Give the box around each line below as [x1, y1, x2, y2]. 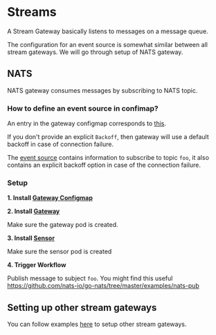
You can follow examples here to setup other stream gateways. [7, 320, 187, 329]
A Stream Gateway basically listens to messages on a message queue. [7, 27, 209, 35]
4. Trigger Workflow [7, 261, 66, 269]
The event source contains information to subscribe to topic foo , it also [7, 154, 210, 162]
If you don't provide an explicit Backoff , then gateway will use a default [7, 133, 209, 141]
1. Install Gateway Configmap [7, 194, 93, 202]
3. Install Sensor [7, 234, 55, 242]
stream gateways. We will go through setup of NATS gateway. [7, 48, 183, 56]
